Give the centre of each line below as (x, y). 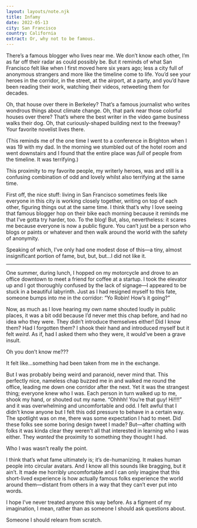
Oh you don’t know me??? (37, 352)
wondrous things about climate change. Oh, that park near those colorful (94, 110)
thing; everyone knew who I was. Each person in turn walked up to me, (91, 393)
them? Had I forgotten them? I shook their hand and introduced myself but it (98, 328)
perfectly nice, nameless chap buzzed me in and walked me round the (91, 381)
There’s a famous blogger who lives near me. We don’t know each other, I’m (98, 56)
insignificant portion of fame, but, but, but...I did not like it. (76, 256)
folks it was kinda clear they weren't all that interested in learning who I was (98, 431)
